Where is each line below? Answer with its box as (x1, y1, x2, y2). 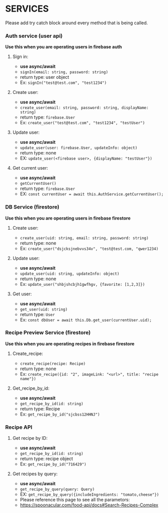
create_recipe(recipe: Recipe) (20, 361, 86, 366)
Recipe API (5, 424, 33, 431)
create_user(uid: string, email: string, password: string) (20, 235, 149, 240)
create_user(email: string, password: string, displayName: (20, 106, 149, 111)
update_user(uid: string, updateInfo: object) (20, 271, 120, 276)
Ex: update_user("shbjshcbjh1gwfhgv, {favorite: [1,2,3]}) (20, 281, 145, 287)
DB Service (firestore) (5, 203, 59, 211)
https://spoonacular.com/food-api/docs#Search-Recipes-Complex (20, 502, 158, 508)
